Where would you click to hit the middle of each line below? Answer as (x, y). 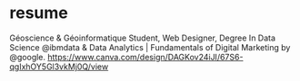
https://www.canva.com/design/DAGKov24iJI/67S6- (145, 57)
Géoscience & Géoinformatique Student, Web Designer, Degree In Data (142, 38)
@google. (28, 57)
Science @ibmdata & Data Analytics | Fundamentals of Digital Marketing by (150, 47)
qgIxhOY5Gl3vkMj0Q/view (59, 67)
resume (39, 13)
